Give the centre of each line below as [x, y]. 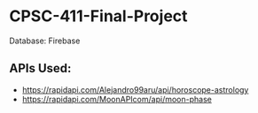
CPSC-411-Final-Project [98, 16]
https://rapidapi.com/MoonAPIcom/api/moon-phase [117, 99]
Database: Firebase [45, 41]
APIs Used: [40, 68]
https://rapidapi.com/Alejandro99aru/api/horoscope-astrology [135, 89]
